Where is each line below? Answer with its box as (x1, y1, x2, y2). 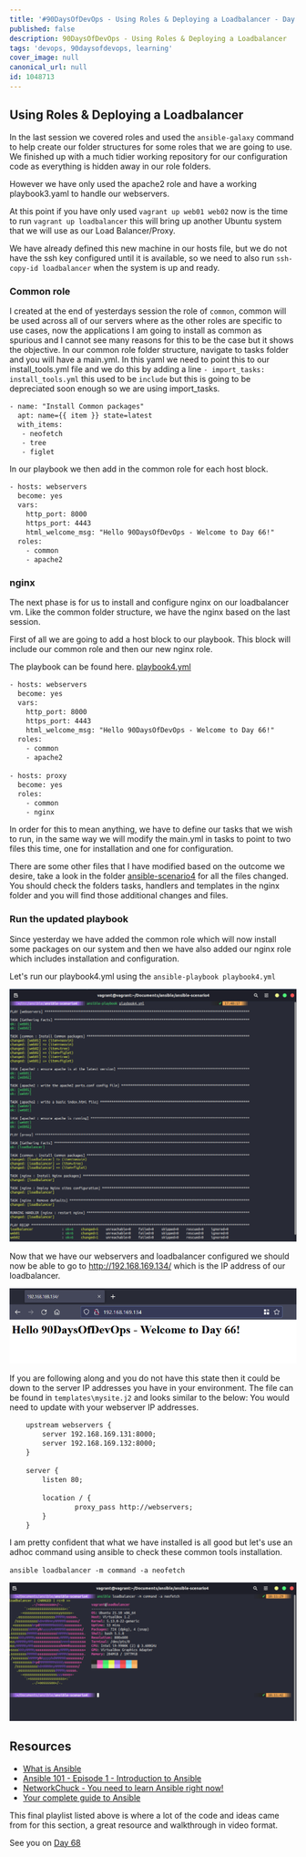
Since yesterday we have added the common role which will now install (9, 933, 277, 944)
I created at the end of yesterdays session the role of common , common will (9, 306, 287, 316)
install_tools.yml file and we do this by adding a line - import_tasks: (9, 363, 266, 374)
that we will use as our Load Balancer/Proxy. (9, 224, 176, 236)
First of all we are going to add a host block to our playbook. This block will (9, 634, 291, 645)
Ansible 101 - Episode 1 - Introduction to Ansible (22, 1772, 202, 1783)
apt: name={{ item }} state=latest (17, 410, 153, 420)
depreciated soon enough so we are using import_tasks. (9, 383, 220, 394)
